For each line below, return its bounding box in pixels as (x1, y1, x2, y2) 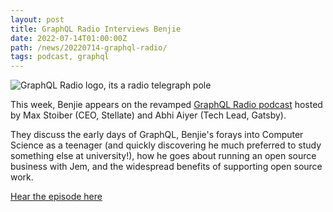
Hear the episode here (10, 191, 103, 203)
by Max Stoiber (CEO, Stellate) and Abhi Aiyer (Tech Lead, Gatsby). (10, 109, 287, 121)
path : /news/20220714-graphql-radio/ (10, 42, 168, 53)
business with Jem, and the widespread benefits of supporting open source (10, 161, 323, 173)
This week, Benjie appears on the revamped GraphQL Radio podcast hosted (10, 99, 323, 111)
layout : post (10, 14, 65, 25)
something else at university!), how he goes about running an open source (10, 150, 317, 162)
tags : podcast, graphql (10, 52, 110, 62)
